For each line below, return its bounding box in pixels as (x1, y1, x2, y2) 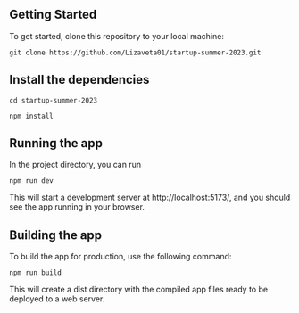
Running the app (9, 136, 103, 151)
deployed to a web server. (9, 293, 105, 304)
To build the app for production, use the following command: (9, 251, 232, 262)
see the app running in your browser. (9, 202, 145, 212)
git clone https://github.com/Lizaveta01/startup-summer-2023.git (9, 48, 262, 57)
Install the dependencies (9, 72, 150, 87)
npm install (9, 111, 54, 120)
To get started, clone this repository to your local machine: (9, 30, 225, 41)
